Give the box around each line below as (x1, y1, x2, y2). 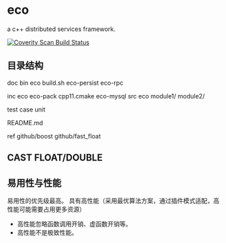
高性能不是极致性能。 (16, 228, 78, 236)
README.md (7, 118, 43, 127)
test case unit (7, 105, 46, 114)
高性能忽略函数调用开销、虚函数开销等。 (16, 220, 132, 228)
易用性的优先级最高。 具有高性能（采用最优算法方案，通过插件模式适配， (7, 196, 214, 204)
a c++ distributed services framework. (7, 25, 116, 33)
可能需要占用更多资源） (19, 205, 86, 213)
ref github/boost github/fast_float (7, 131, 101, 140)
